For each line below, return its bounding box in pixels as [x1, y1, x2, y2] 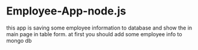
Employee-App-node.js [6, 4, 127, 18]
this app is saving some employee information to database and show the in [6, 24, 193, 31]
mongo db [6, 37, 32, 44]
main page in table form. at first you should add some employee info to [6, 30, 182, 37]
